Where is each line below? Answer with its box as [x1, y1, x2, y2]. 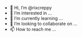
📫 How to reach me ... [9, 26, 56, 32]
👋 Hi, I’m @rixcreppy [9, 5, 52, 10]
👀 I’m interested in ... [9, 10, 52, 16]
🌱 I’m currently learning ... [9, 15, 63, 21]
